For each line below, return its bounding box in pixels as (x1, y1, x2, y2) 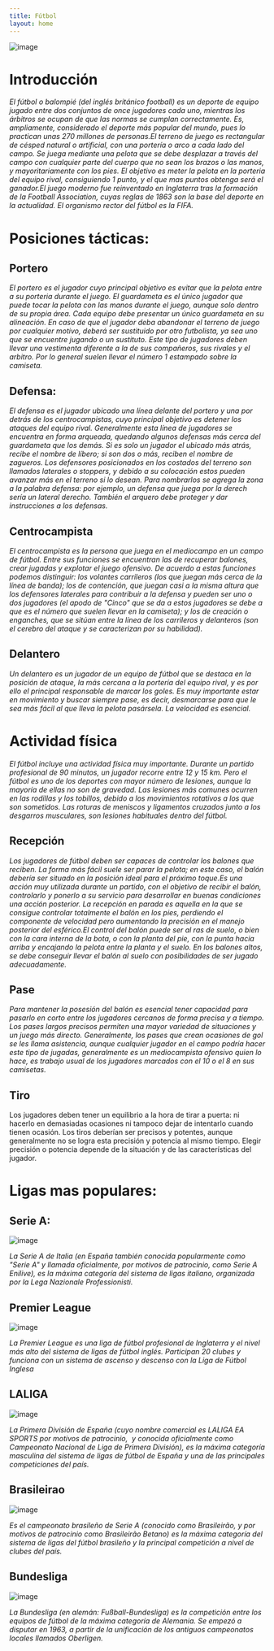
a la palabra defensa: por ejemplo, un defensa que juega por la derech (9, 484, 247, 493)
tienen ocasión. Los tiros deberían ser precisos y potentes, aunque (9, 1127, 233, 1137)
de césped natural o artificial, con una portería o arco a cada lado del (9, 140, 245, 150)
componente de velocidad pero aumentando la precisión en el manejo (9, 916, 245, 926)
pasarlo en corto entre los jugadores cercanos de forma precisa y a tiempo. (9, 1013, 265, 1023)
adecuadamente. (9, 959, 67, 969)
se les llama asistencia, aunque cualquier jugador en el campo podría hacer (9, 1039, 266, 1049)
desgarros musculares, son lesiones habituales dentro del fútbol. (9, 810, 228, 820)
